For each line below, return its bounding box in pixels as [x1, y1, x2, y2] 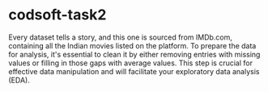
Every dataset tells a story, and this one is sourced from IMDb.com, [8, 32, 233, 42]
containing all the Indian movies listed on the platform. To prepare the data [8, 40, 257, 50]
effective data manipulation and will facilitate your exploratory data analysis [8, 66, 260, 76]
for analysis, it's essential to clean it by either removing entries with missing [8, 49, 261, 59]
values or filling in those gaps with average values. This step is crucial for [8, 58, 253, 68]
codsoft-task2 [8, 6, 107, 24]
